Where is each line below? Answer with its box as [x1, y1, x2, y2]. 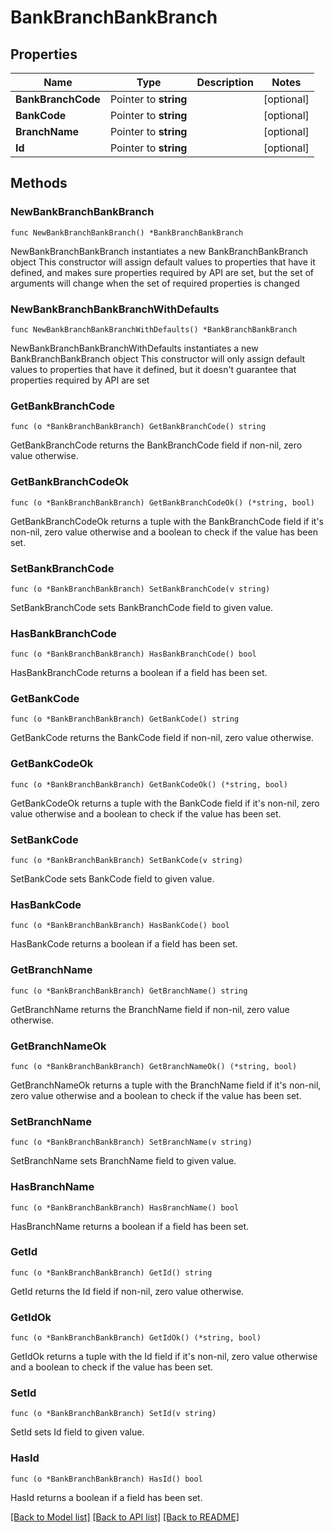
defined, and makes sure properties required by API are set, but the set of [10, 266, 315, 278]
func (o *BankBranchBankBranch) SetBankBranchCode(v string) [10, 584, 271, 594]
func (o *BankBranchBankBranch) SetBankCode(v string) [10, 856, 244, 866]
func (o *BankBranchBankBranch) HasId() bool [10, 1474, 203, 1484]
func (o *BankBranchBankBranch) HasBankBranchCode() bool [10, 649, 257, 660]
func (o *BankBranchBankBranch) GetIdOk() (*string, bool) [10, 1333, 262, 1343]
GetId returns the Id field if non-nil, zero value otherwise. [10, 1285, 245, 1297]
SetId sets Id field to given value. [10, 1426, 145, 1438]
